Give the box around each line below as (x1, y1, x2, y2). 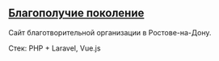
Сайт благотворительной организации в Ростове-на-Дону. (8, 27, 212, 37)
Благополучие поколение (8, 6, 145, 20)
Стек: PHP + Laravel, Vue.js (8, 43, 101, 53)
